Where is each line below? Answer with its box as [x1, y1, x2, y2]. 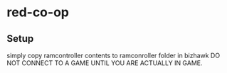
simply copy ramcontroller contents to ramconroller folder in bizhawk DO [6, 51, 221, 60]
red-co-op [6, 4, 69, 21]
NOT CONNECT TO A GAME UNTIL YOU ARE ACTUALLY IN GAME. [6, 59, 204, 67]
